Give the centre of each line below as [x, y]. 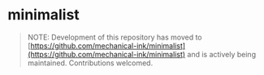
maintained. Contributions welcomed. [90, 63]
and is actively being [222, 54]
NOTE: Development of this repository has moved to [115, 37]
